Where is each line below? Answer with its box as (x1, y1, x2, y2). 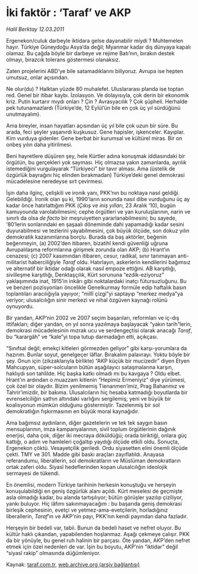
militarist (6, 258, 27, 265)
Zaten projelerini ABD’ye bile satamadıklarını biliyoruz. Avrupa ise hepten (6, 67, 184, 74)
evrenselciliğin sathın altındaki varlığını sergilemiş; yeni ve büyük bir (6, 395, 172, 402)
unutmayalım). (6, 110, 41, 118)
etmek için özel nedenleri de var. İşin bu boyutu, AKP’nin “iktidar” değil (6, 543, 178, 550)
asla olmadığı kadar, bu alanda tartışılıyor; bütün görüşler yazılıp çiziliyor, (6, 493, 183, 501)
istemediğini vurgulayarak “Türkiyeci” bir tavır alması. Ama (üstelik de (6, 165, 175, 172)
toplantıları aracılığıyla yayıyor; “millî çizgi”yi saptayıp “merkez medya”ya (6, 290, 184, 297)
